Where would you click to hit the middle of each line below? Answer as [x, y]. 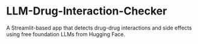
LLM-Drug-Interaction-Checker [87, 11]
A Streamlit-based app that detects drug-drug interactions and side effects [99, 28]
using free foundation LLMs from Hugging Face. [66, 34]
